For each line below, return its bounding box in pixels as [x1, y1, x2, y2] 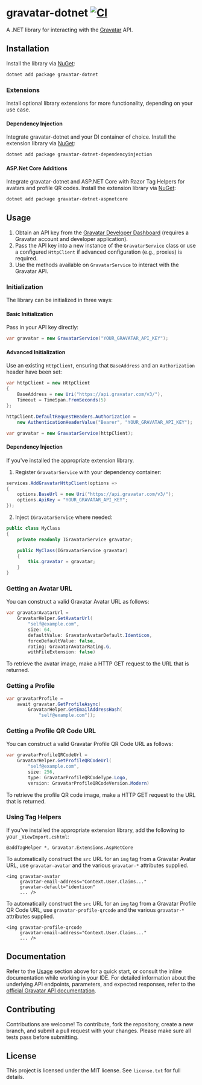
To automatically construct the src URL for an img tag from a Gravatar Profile [6, 900, 197, 907]
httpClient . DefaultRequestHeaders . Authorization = [6, 414, 136, 420]
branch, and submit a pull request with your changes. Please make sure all [6, 1027, 191, 1034]
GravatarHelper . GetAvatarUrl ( [17, 615, 93, 622]
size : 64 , [28, 627, 52, 633]
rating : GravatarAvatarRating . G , [28, 644, 112, 650]
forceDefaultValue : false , [28, 638, 96, 644]
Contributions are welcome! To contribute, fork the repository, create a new [6, 1020, 194, 1027]
